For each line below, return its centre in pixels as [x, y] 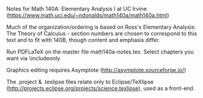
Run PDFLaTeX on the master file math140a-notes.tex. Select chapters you [100, 52]
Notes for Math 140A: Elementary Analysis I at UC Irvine [77, 9]
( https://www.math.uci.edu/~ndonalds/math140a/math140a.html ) [88, 15]
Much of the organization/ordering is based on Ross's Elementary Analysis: [101, 27]
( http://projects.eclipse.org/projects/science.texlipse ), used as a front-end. [101, 88]
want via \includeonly [33, 58]
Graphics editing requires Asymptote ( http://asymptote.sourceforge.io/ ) [96, 70]
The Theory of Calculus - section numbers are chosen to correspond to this [102, 33]
